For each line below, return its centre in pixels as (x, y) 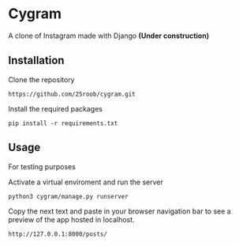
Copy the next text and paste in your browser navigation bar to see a (119, 211)
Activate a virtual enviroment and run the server (86, 182)
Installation (36, 61)
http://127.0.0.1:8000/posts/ (58, 234)
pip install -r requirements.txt (63, 123)
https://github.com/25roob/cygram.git (72, 94)
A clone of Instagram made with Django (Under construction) (109, 36)
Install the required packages (56, 108)
